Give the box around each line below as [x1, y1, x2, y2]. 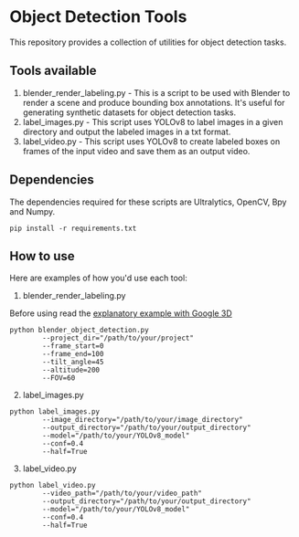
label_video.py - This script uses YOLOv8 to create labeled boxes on [22, 135, 281, 147]
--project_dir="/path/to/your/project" [42, 333, 195, 343]
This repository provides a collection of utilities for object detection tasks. [9, 37, 287, 47]
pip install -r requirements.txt [9, 224, 137, 233]
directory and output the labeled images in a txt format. [22, 126, 231, 137]
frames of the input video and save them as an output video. [22, 145, 251, 156]
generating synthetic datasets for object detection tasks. [22, 107, 236, 118]
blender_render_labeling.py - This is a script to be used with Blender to [22, 87, 291, 98]
